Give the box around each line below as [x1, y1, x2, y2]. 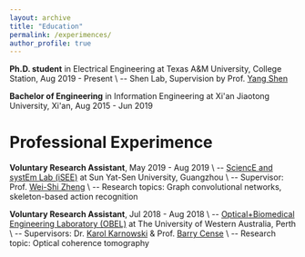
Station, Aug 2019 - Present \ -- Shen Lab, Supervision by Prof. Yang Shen [9, 74, 289, 84]
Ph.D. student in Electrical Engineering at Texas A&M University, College [9, 64, 282, 74]
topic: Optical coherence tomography [9, 238, 150, 249]
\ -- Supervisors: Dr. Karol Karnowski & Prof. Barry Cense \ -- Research [9, 228, 276, 239]
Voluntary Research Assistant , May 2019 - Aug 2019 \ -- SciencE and [9, 163, 273, 173]
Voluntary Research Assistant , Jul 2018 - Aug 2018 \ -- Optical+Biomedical [9, 209, 295, 220]
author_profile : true [9, 38, 92, 48]
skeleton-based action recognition [9, 192, 138, 203]
